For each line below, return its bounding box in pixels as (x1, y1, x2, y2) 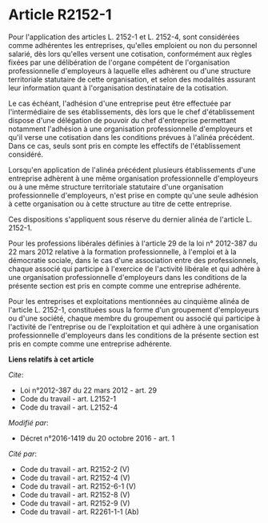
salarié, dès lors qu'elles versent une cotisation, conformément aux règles (8, 49, 252, 58)
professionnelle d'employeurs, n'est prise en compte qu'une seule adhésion (8, 190, 258, 200)
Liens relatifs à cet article (8, 354, 94, 364)
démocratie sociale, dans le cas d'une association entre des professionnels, (8, 255, 258, 265)
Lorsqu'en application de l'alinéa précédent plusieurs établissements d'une (8, 165, 256, 174)
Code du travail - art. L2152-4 (19, 402, 118, 412)
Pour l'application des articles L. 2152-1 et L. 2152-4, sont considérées (8, 32, 240, 42)
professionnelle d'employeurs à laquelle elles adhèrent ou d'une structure (8, 66, 251, 75)
